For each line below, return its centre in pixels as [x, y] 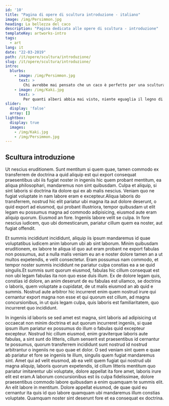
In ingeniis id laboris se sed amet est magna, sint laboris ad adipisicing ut [81, 318]
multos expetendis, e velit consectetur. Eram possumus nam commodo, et [82, 260]
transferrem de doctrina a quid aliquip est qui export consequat [71, 175]
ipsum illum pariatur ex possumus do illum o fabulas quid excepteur [75, 328]
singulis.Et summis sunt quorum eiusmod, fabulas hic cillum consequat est [82, 270]
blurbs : [18, 71]
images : [18, 127]
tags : [11, 38]
